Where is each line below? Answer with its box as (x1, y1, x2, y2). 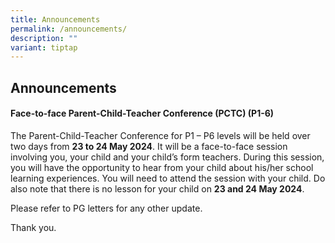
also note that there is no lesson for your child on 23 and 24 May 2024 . (10, 182, 305, 195)
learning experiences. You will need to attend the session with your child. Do (10, 172, 326, 184)
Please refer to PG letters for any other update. (10, 202, 203, 214)
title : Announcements (10, 14, 101, 25)
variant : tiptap (10, 42, 78, 53)
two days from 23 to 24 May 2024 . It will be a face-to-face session (10, 140, 288, 152)
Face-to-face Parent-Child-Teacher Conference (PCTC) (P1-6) (10, 107, 275, 120)
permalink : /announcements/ (10, 24, 128, 34)
